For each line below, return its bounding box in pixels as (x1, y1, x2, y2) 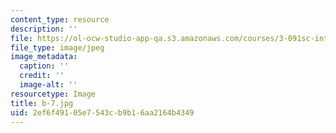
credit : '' (19, 71, 65, 81)
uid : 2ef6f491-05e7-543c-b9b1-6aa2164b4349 (10, 107, 195, 118)
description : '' (10, 24, 78, 34)
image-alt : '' (19, 80, 78, 90)
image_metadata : (10, 52, 78, 62)
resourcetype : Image (10, 89, 97, 99)
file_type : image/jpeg (10, 42, 105, 53)
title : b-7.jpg (10, 98, 74, 108)
